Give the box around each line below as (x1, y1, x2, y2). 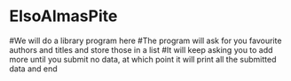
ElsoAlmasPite (9, 6, 118, 26)
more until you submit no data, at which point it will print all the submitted (9, 54, 277, 64)
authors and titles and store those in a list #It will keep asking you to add (9, 44, 273, 55)
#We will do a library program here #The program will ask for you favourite (9, 35, 282, 46)
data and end (9, 63, 58, 74)
